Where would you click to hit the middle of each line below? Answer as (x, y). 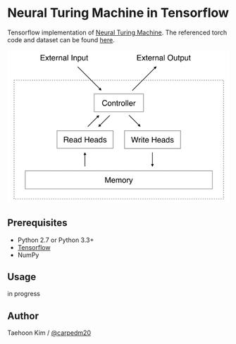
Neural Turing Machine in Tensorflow (118, 13)
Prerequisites (37, 223)
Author (23, 316)
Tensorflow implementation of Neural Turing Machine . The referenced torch (117, 32)
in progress (24, 294)
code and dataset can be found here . (61, 39)
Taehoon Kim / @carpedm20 (49, 333)
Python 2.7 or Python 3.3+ (56, 240)
